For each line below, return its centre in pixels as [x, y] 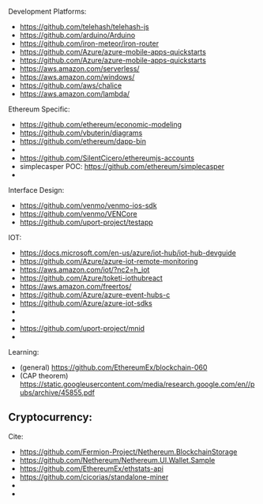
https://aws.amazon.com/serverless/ [79, 69]
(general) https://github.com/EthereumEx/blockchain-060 [113, 367]
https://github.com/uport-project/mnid [82, 328]
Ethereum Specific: [39, 109]
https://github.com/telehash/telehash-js [84, 26]
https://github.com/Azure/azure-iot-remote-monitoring [109, 261]
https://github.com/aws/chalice [71, 85]
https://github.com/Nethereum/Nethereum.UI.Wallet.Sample [117, 460]
